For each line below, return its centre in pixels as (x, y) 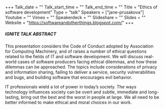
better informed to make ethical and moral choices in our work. (69, 102)
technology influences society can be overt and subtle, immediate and (76, 92)
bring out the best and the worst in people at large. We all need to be (90, 97)
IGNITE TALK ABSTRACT (31, 34)
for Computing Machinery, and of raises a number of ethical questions (76, 51)
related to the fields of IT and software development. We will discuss (74, 56)
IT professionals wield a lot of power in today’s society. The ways (71, 87)
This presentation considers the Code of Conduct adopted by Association (79, 46)
